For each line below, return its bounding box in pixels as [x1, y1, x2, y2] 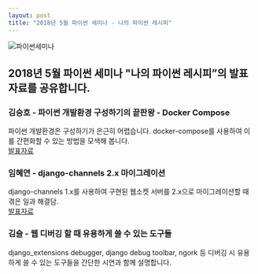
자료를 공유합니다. [8, 81, 90, 94]
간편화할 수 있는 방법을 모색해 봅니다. [16, 136, 130, 146]
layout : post [8, 11, 51, 20]
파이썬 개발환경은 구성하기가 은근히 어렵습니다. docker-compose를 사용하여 [8, 127, 242, 136]
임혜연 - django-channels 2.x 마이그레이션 [8, 168, 166, 179]
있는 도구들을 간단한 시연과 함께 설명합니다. [39, 257, 171, 267]
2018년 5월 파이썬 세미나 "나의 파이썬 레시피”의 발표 [8, 66, 249, 80]
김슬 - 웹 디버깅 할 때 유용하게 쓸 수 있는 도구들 [8, 228, 172, 239]
